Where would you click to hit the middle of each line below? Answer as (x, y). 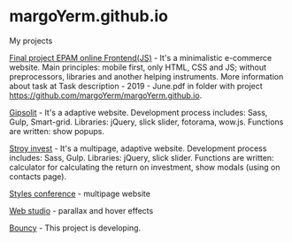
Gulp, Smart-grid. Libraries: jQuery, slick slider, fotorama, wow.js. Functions (146, 122)
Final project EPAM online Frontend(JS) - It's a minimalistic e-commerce (141, 57)
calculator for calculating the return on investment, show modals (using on (145, 167)
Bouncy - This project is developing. (75, 228)
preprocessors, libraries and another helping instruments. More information (146, 76)
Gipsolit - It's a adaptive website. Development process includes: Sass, (138, 112)
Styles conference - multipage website (80, 193)
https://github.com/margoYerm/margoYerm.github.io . (106, 95)
